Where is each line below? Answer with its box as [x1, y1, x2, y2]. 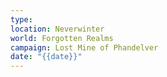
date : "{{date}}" [10, 52, 83, 62]
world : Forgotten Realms [10, 33, 114, 43]
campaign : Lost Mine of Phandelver [10, 42, 159, 53]
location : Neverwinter [10, 24, 105, 34]
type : [10, 14, 33, 25]
